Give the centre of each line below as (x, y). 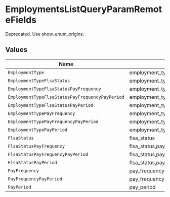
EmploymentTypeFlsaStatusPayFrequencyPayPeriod (66, 97)
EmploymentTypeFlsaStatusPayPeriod (51, 105)
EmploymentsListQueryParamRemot (84, 9)
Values (16, 50)
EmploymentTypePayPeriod (38, 130)
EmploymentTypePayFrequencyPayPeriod (53, 121)
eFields (21, 20)
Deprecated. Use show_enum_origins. (45, 34)
